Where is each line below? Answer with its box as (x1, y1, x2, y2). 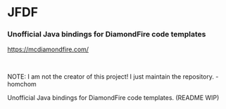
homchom (7, 80, 37, 89)
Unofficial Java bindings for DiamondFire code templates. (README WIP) (7, 94, 220, 102)
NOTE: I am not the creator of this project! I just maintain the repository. (7, 72, 215, 81)
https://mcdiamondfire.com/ (7, 45, 89, 53)
